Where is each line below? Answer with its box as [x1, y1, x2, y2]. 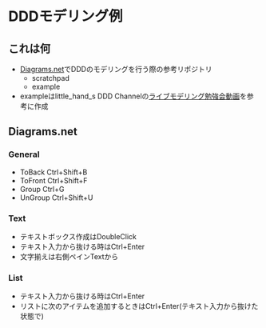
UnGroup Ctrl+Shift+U [19, 193, 93, 202]
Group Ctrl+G [19, 184, 65, 194]
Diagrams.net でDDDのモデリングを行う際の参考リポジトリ [19, 65, 212, 74]
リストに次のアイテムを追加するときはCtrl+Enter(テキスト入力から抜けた [19, 302, 259, 311]
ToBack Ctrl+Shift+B [19, 167, 88, 177]
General [8, 149, 40, 160]
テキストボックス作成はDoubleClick [19, 231, 137, 241]
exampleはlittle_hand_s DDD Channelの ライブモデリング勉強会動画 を [19, 91, 248, 101]
